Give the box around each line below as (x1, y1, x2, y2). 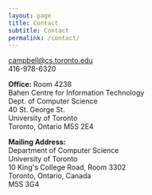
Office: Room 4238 (8, 80, 72, 89)
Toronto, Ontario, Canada (8, 171, 92, 181)
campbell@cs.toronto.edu (8, 56, 93, 65)
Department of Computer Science (8, 146, 119, 155)
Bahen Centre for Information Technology (8, 88, 145, 98)
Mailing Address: (8, 137, 66, 147)
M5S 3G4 (8, 180, 40, 189)
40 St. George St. (8, 105, 65, 115)
